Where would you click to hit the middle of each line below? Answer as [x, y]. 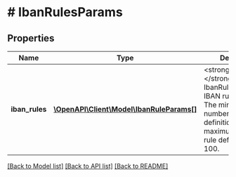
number [216, 113]
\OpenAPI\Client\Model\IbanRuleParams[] [125, 109]
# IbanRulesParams [65, 12]
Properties [31, 38]
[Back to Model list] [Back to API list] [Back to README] [88, 166]
